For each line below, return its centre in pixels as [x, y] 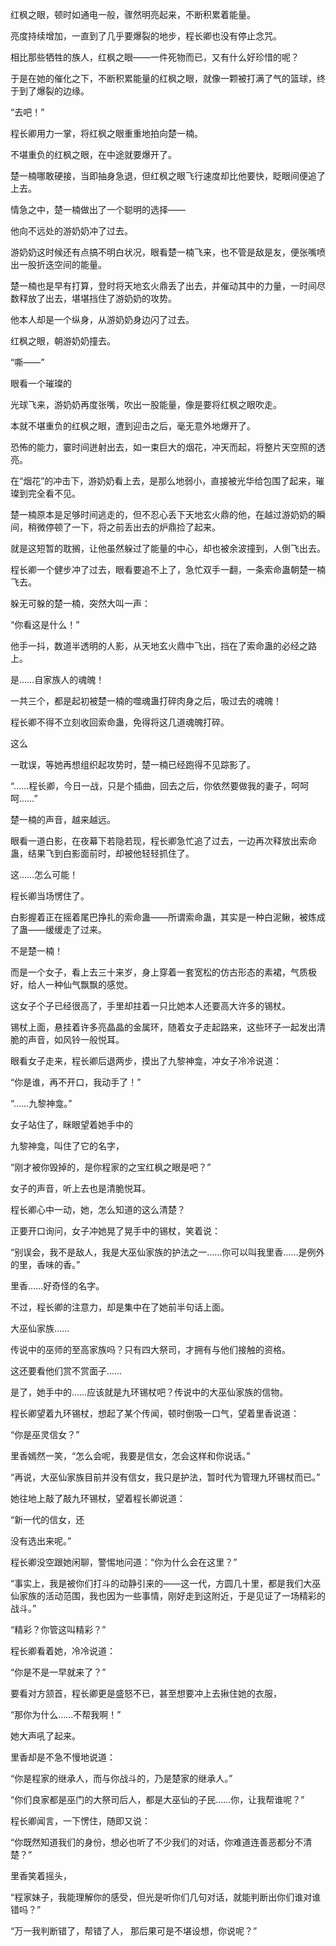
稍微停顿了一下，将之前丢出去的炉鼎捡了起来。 [124, 527]
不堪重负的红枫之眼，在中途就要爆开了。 [93, 154]
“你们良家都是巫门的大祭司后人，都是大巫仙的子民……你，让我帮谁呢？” [157, 1799]
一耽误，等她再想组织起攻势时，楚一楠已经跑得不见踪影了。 [133, 764]
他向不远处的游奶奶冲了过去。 [71, 231]
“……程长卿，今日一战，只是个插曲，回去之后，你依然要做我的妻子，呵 [155, 786]
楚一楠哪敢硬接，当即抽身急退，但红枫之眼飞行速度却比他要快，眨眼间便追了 [168, 176]
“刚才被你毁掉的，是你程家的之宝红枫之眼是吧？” [111, 1167]
